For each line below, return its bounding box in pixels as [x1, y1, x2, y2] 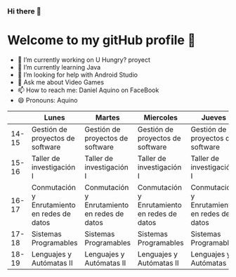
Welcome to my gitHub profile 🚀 [7, 32, 196, 49]
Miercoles [143, 112, 178, 122]
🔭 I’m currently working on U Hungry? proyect [17, 56, 151, 64]
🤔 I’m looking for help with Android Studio [17, 70, 138, 79]
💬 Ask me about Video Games [17, 77, 104, 86]
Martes [95, 112, 120, 122]
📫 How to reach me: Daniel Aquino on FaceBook [17, 86, 159, 94]
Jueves [201, 112, 227, 122]
